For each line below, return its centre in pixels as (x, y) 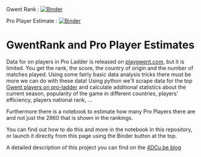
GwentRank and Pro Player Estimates (100, 45)
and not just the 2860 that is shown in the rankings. (70, 117)
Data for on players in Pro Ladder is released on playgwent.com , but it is (95, 61)
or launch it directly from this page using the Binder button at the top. (92, 135)
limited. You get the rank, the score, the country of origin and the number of (100, 68)
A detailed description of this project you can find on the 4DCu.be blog (94, 147)
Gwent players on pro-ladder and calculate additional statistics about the (96, 87)
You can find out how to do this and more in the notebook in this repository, (99, 129)
